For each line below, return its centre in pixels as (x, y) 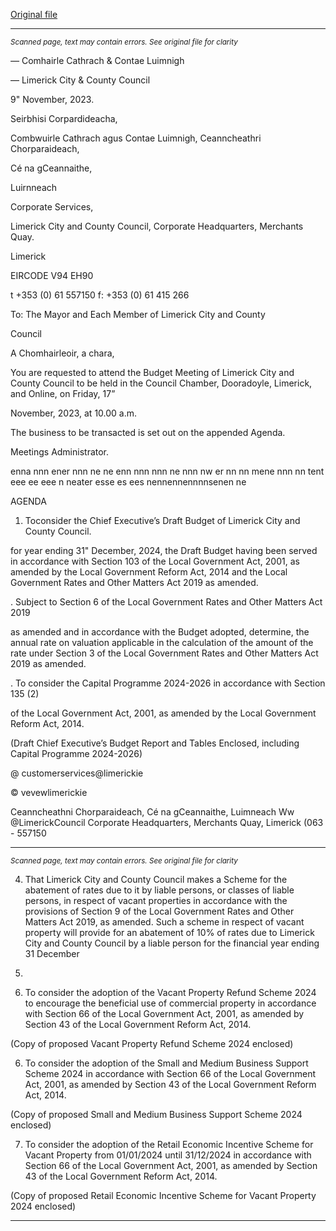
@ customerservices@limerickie (77, 773)
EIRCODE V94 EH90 (52, 275)
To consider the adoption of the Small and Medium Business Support (166, 1063)
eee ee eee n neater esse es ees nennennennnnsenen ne (128, 482)
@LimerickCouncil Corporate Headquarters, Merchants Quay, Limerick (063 (167, 822)
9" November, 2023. (52, 99)
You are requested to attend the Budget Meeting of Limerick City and (152, 372)
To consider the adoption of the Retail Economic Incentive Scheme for (169, 1144)
